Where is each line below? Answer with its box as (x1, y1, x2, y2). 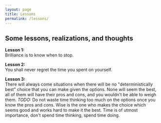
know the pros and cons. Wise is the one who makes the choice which (5, 102, 146, 108)
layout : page (5, 7, 32, 12)
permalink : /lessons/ (5, 16, 49, 21)
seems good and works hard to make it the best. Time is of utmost (5, 107, 138, 113)
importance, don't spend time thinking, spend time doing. (5, 112, 120, 118)
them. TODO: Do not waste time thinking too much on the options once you (5, 97, 156, 103)
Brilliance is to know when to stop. (5, 52, 74, 58)
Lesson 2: (5, 62, 26, 68)
